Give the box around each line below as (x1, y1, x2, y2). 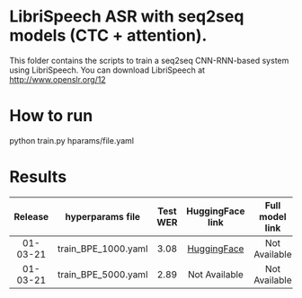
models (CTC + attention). (9, 25, 208, 46)
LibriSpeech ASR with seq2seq (9, 6, 244, 27)
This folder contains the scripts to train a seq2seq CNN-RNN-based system (9, 55, 289, 66)
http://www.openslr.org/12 (9, 74, 106, 84)
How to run (9, 106, 93, 127)
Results (9, 167, 67, 188)
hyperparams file (65, 210, 141, 223)
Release (13, 210, 49, 223)
